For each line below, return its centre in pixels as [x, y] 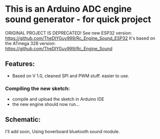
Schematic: [23, 120]
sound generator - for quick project [78, 19]
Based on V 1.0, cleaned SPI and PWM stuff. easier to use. [71, 76]
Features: [20, 64]
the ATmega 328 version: [30, 43]
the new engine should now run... [46, 104]
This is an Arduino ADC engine [69, 9]
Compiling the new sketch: [37, 88]
